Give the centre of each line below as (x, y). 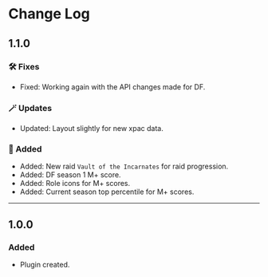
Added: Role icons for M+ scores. (75, 184)
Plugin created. (45, 265)
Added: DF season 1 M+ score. (70, 175)
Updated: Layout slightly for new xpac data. (91, 129)
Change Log (49, 14)
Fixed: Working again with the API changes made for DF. (112, 87)
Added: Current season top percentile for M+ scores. (107, 192)
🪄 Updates (30, 108)
